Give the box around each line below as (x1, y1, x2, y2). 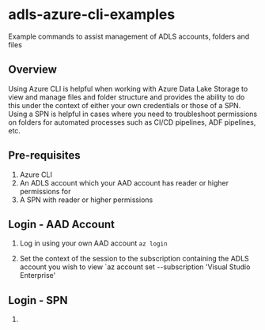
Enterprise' (19, 271, 56, 280)
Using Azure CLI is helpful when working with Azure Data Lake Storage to (8, 84, 248, 93)
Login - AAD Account (8, 217, 115, 231)
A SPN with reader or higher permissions (19, 195, 153, 204)
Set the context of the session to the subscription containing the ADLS (19, 254, 249, 264)
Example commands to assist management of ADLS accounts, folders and (8, 32, 250, 41)
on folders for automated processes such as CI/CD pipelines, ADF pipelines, (8, 117, 256, 127)
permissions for (19, 186, 71, 196)
